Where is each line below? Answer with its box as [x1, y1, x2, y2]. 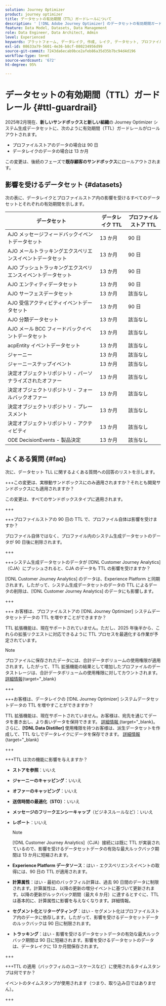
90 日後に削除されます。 [14, 539, 65, 545]
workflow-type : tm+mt [5, 53, 50, 58]
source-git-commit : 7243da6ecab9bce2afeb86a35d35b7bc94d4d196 [5, 48, 136, 53]
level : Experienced [5, 35, 45, 40]
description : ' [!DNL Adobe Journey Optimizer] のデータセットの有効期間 [5, 21, 152, 26]
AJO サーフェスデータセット [7, 290, 73, 297]
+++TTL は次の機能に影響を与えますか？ [5, 756, 88, 762]
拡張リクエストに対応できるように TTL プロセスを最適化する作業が [18, 631, 154, 637]
